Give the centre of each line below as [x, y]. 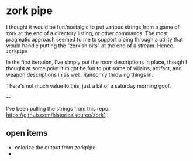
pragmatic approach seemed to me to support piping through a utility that [94, 39]
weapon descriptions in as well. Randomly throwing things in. [80, 74]
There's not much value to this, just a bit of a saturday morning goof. [89, 85]
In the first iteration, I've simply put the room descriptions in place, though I [96, 62]
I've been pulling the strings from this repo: [58, 108]
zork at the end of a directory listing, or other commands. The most [87, 33]
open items [27, 133]
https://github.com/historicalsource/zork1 [56, 115]
